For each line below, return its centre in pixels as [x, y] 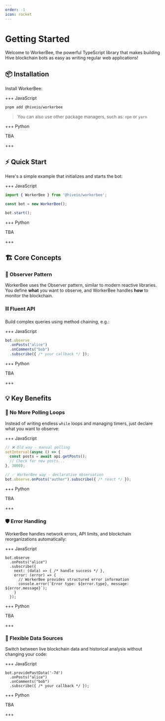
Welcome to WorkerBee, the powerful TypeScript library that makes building [83, 53]
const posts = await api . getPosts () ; [48, 457]
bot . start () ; [19, 213]
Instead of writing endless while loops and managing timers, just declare [79, 423]
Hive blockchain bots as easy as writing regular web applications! [72, 58]
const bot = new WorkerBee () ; [36, 204]
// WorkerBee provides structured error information [74, 580]
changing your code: [26, 654]
